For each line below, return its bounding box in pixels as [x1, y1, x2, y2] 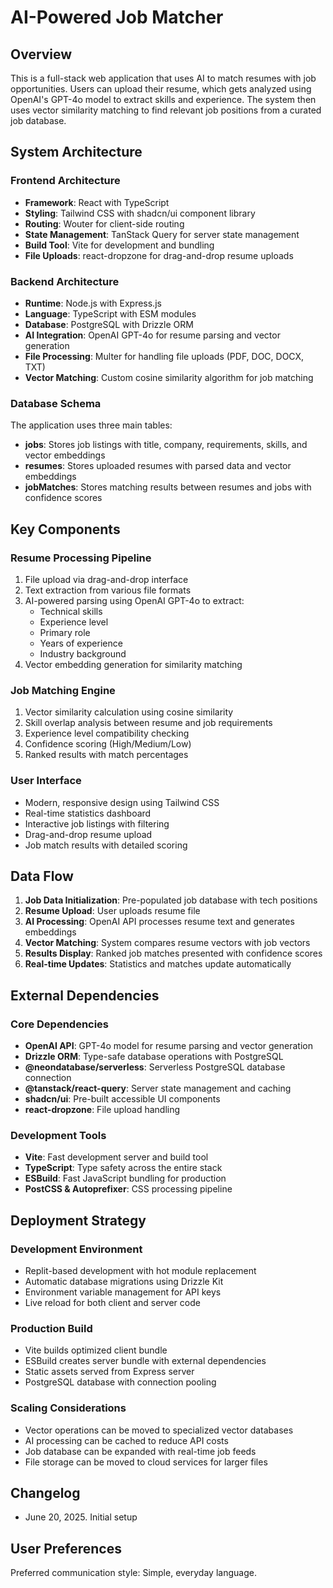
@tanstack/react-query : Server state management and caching [24, 1082, 292, 1095]
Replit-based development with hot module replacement [24, 1265, 257, 1277]
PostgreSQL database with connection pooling [24, 1376, 217, 1388]
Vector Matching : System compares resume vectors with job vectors [24, 937, 311, 949]
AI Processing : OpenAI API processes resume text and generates [24, 916, 295, 928]
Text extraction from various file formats [24, 584, 192, 596]
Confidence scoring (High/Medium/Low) [24, 738, 192, 750]
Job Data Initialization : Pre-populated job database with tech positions [24, 894, 318, 906]
